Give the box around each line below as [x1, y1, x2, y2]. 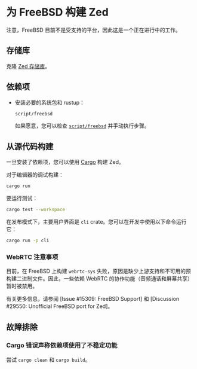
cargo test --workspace [6, 207, 66, 213]
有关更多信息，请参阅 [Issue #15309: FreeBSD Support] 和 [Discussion [6, 295, 180, 303]
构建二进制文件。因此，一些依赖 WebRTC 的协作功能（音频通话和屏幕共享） [6, 275, 193, 282]
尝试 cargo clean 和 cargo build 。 [6, 356, 91, 363]
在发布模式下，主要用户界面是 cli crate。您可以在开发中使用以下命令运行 [6, 218, 187, 225]
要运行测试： [6, 195, 38, 202]
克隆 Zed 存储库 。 [6, 62, 51, 69]
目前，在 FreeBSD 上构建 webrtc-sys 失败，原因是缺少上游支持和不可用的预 [6, 267, 191, 275]
